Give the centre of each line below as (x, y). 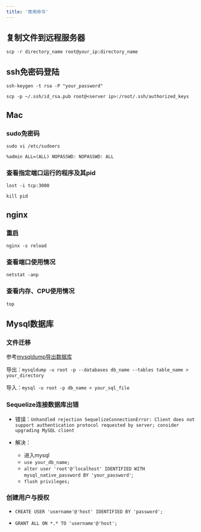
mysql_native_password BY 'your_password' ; (79, 475)
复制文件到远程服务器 (46, 38)
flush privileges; (47, 481)
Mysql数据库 (30, 323)
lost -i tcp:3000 (28, 186)
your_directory (25, 376)
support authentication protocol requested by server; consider (97, 425)
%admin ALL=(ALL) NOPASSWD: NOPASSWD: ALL (60, 156)
